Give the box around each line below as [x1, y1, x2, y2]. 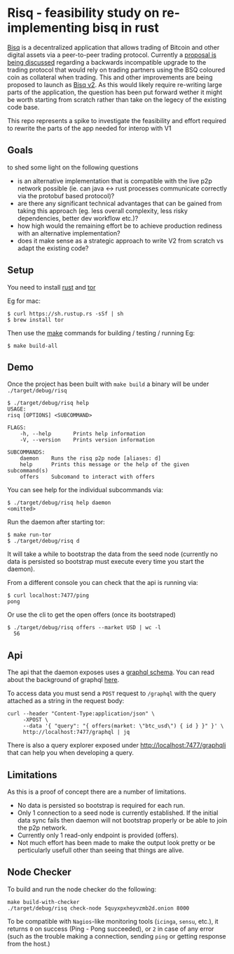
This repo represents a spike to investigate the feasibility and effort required [7, 116, 226, 124]
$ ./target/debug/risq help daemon [7, 499, 111, 507]
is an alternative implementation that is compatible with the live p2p [17, 176, 212, 185]
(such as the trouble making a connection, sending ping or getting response [7, 932, 226, 940]
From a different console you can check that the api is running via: [7, 579, 198, 587]
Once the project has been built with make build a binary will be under [7, 380, 209, 388]
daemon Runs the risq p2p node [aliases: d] [20, 455, 161, 462]
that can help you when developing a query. [7, 749, 135, 757]
